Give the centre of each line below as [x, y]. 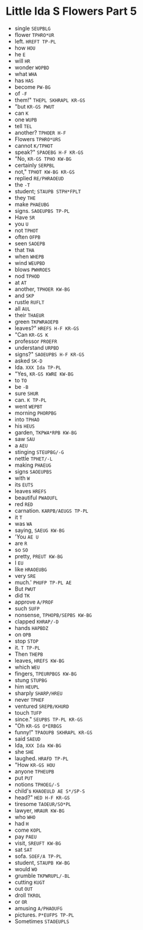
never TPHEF [29, 699]
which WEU [27, 667]
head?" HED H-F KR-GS [42, 797]
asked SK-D [28, 361]
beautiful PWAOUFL [36, 498]
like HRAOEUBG [31, 569]
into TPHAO [27, 419]
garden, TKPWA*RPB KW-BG [46, 432]
